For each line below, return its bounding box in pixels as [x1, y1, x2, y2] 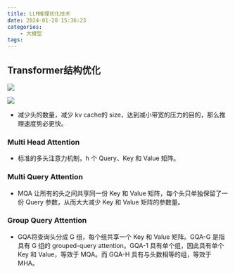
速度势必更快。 [23, 119, 68, 127]
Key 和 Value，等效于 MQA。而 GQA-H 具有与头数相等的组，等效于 [17, 250, 212, 259]
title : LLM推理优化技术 [7, 10, 70, 18]
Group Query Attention [7, 216, 87, 226]
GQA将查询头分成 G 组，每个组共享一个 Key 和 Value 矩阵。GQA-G [17, 233, 211, 241]
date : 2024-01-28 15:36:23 [7, 17, 87, 24]
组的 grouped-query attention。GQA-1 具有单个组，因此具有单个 [38, 241, 224, 249]
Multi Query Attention [7, 172, 83, 182]
